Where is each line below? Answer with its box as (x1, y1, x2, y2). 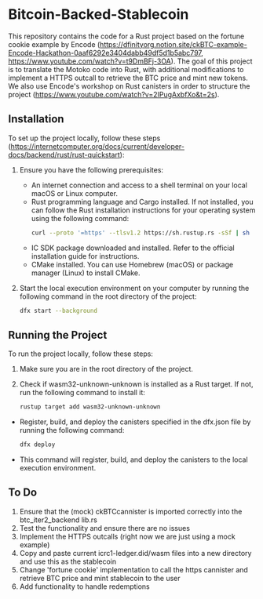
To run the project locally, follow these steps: (8, 349, 153, 358)
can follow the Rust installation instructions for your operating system (31, 205, 256, 215)
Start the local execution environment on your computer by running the (19, 283, 250, 292)
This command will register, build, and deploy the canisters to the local (19, 455, 249, 464)
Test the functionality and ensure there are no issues (19, 523, 191, 532)
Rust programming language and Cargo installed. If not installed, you (31, 197, 254, 206)
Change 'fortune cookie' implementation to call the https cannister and (19, 565, 249, 574)
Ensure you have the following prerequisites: (19, 165, 163, 174)
